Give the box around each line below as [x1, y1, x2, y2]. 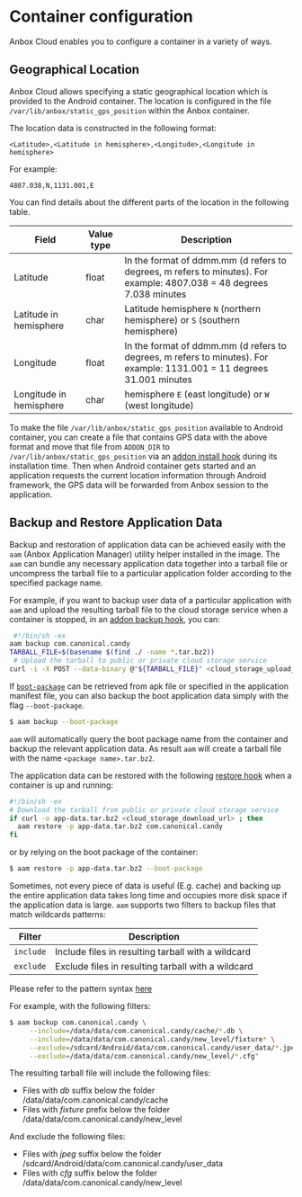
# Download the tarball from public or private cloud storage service [9, 805, 280, 815]
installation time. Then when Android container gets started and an [9, 460, 256, 471]
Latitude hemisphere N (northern [124, 302, 262, 315]
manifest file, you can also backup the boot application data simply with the [9, 690, 289, 701]
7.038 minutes [124, 288, 187, 300]
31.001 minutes [124, 373, 193, 386]
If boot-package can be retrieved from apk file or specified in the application [9, 681, 289, 692]
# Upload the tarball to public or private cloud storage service [13, 657, 268, 665]
